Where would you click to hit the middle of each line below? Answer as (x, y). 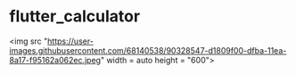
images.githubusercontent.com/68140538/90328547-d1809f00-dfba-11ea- (148, 50)
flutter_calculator (75, 16)
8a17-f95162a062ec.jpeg (55, 60)
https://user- (70, 41)
